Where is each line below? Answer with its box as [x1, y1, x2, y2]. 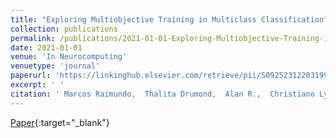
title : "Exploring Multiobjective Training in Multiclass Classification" [10, 14, 329, 25]
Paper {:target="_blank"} [10, 116, 110, 128]
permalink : [10, 33, 56, 43]
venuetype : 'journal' [10, 61, 101, 71]
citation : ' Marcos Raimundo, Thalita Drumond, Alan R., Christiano [10, 89, 315, 99]
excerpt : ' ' [10, 80, 65, 90]
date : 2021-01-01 [10, 42, 83, 53]
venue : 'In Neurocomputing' [10, 52, 128, 62]
